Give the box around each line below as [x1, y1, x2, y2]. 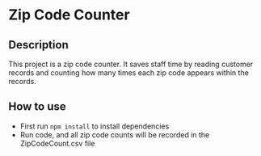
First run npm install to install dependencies [19, 121, 170, 131]
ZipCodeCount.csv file [19, 138, 95, 148]
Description [8, 38, 69, 52]
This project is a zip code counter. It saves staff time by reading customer [8, 59, 254, 69]
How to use [8, 99, 66, 114]
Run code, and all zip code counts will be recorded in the [19, 129, 210, 139]
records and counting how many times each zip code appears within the [8, 68, 249, 78]
